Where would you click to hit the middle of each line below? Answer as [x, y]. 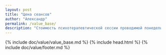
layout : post [19, 10]
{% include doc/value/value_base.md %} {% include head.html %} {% [77, 42]
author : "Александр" [26, 19]
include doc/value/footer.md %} [38, 48]
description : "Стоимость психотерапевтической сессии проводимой [74, 28]
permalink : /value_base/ [31, 24]
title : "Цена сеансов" [28, 14]
